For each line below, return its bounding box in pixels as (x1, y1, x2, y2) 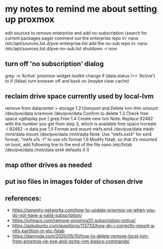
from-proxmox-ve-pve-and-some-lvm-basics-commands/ (12, 238, 130, 244)
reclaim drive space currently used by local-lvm (5, 92, 154, 101)
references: (5, 194, 41, 203)
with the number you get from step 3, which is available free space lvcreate (5, 121, 157, 127)
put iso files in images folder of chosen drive (5, 178, 143, 186)
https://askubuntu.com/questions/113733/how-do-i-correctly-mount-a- (12, 223, 156, 228)
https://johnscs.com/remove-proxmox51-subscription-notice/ (12, 218, 136, 224)
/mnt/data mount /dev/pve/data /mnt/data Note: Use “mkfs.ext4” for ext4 (5, 131, 152, 137)
